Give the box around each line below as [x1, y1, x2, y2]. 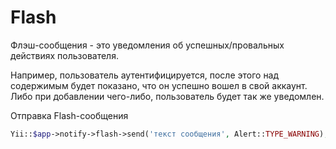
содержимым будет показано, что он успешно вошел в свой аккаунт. [10, 79, 308, 91]
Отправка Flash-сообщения [10, 109, 129, 121]
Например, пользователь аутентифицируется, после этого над [10, 69, 280, 81]
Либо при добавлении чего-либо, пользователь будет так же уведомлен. [10, 90, 325, 102]
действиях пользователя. [10, 49, 119, 61]
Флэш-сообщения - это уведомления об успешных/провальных [10, 39, 285, 51]
